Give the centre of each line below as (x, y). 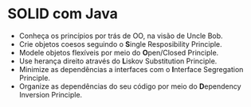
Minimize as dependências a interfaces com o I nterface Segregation (131, 69)
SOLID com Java (63, 14)
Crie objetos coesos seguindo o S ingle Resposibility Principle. (120, 44)
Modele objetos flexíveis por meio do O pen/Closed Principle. (119, 52)
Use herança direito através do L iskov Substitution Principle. (118, 61)
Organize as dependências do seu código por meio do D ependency (130, 86)
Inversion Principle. (51, 94)
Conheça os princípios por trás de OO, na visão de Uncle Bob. (121, 36)
